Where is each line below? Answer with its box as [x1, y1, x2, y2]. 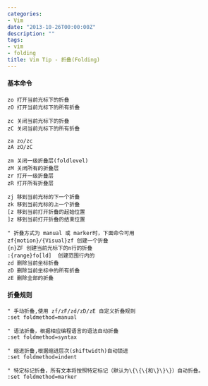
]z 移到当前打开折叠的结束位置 [7, 216, 86, 223]
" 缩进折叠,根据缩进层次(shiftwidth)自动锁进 [7, 347, 128, 355]
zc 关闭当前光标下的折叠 [7, 117, 70, 124]
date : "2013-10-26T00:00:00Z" [7, 23, 97, 30]
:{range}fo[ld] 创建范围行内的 [7, 252, 95, 259]
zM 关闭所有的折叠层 [7, 164, 59, 171]
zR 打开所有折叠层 [7, 179, 54, 187]
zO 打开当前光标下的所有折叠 [7, 104, 80, 111]
